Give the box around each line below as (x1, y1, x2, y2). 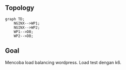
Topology (5, 4, 34, 12)
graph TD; (5, 16, 25, 21)
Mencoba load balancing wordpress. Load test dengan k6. (5, 59, 122, 65)
